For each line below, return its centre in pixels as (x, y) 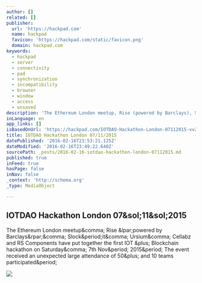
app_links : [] (24, 124)
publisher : (20, 23)
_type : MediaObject (31, 186)
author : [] (20, 12)
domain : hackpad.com (37, 46)
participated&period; (32, 262)
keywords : (19, 51)
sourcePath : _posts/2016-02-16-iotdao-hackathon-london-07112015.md (94, 152)
